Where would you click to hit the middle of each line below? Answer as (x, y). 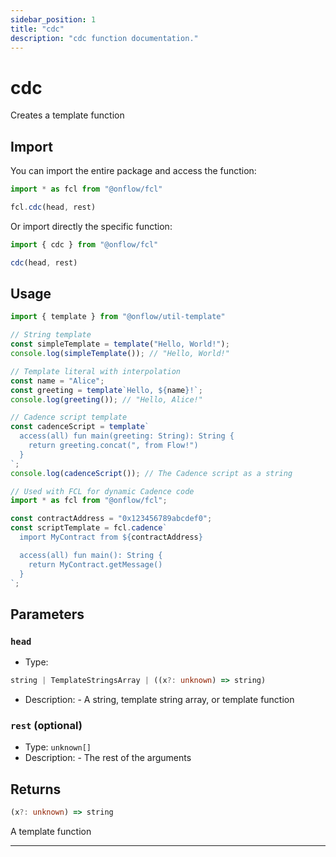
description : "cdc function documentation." (104, 38)
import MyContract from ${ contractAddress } (111, 537)
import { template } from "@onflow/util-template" (118, 317)
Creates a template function (67, 115)
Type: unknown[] (58, 747)
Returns (36, 789)
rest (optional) (46, 725)
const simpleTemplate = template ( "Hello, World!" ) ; (120, 344)
